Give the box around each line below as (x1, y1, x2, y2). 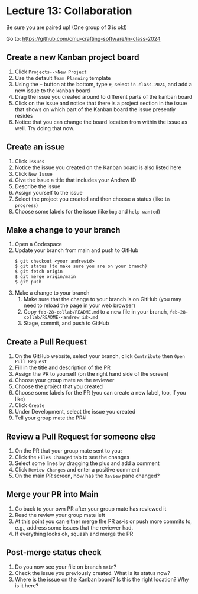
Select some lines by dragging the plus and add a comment (14, 460, 160, 467)
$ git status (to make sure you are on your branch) (14, 263, 148, 270)
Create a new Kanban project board (6, 52, 139, 63)
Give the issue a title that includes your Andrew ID (14, 176, 137, 183)
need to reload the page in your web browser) (23, 302, 136, 309)
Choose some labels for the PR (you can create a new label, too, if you (14, 389, 186, 396)
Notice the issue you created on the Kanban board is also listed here (14, 164, 181, 171)
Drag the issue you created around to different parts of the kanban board (14, 93, 193, 100)
